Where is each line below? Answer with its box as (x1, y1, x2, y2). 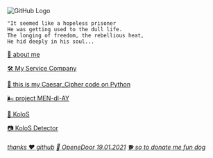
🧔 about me (7, 51, 40, 58)
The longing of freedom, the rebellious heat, (7, 32, 144, 39)
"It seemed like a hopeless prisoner (7, 20, 117, 27)
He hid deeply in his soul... (7, 38, 95, 45)
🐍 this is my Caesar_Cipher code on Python (7, 80, 130, 88)
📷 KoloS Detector (7, 124, 59, 132)
